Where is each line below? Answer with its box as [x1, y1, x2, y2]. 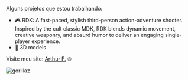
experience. [31, 38, 61, 45]
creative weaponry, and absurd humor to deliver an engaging [14, 32, 164, 38]
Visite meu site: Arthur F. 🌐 [6, 55, 72, 62]
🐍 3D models [14, 44, 46, 51]
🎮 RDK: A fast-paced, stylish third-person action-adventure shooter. [14, 17, 183, 24]
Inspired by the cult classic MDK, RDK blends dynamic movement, [14, 25, 176, 32]
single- [164, 32, 182, 38]
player [14, 38, 31, 45]
